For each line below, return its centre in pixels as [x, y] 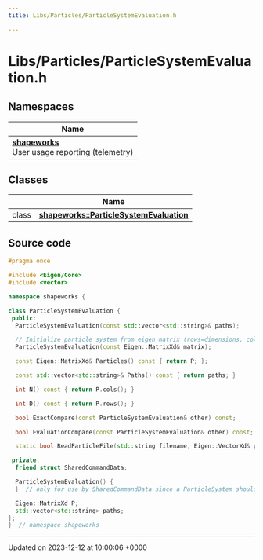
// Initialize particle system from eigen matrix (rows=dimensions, [129, 340]
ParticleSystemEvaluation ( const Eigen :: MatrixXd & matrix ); [113, 347]
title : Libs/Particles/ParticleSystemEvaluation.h [92, 15]
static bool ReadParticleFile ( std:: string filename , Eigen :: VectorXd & [133, 446]
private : [26, 460]
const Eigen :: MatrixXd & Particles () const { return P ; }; [112, 361]
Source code [40, 243]
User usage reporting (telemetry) [73, 152]
